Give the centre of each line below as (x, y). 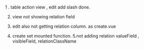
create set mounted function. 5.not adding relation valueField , (76, 36)
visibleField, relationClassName (44, 41)
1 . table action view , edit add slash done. (48, 7)
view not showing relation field (44, 17)
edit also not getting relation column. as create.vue (64, 26)
